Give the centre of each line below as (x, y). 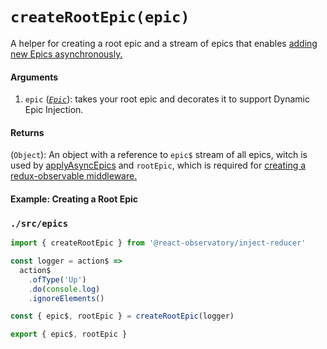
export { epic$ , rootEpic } (69, 334)
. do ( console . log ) (64, 289)
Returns (27, 132)
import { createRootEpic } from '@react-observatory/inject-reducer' (158, 243)
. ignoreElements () (66, 298)
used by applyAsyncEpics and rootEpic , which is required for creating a (158, 165)
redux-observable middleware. (74, 176)
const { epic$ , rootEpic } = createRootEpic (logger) (122, 316)
